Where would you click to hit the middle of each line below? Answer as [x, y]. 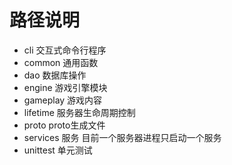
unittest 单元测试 [58, 150]
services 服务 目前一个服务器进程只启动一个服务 [122, 137]
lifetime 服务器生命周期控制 [79, 112]
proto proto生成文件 [64, 125]
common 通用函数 [61, 62]
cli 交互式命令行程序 [65, 50]
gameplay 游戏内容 [63, 100]
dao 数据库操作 [55, 75]
